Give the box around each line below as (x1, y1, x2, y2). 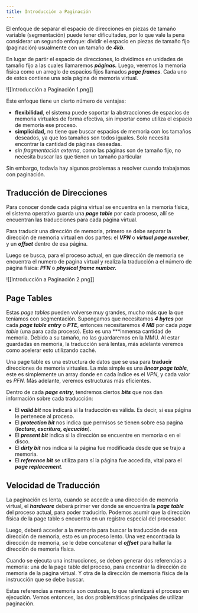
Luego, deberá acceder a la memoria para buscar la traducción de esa (6, 526, 178, 534)
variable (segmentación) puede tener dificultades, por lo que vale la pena (6, 31, 185, 39)
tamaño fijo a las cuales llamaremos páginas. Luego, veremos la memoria (6, 62, 186, 69)
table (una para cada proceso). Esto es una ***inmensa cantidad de (6, 328, 171, 335)
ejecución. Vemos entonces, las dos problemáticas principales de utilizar (6, 594, 184, 601)
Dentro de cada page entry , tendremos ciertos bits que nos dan (6, 389, 163, 396)
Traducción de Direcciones (6, 188, 108, 198)
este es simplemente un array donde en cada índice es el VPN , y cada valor (6, 371, 190, 378)
